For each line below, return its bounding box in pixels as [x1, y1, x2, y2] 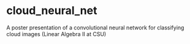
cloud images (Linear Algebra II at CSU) [6, 30, 107, 37]
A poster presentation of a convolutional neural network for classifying [6, 24, 184, 31]
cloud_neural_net [6, 4, 97, 18]
